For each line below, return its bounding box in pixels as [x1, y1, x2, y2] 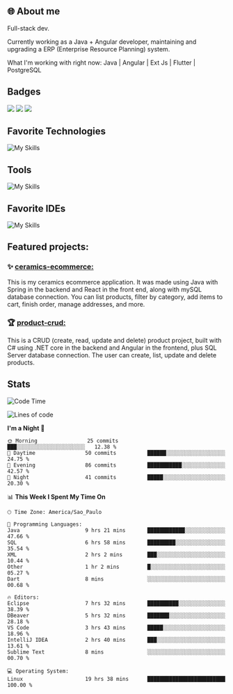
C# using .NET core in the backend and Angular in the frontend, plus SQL [7, 344, 217, 352]
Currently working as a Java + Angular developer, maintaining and [7, 38, 197, 46]
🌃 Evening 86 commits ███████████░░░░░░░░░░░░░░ [7, 462, 226, 469]
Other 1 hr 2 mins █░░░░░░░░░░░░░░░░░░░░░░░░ [7, 563, 226, 570]
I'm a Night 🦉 [7, 423, 45, 432]
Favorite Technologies [7, 125, 106, 138]
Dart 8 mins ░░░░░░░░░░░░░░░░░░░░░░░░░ [7, 575, 226, 583]
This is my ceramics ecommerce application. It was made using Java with [7, 277, 218, 286]
